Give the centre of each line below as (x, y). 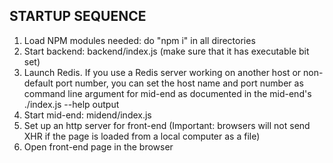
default (38, 83)
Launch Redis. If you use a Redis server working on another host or (162, 72)
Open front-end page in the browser (98, 146)
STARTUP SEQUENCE (78, 16)
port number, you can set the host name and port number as (179, 83)
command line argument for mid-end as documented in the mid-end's (167, 93)
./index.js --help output (71, 104)
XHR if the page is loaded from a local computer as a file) (142, 136)
